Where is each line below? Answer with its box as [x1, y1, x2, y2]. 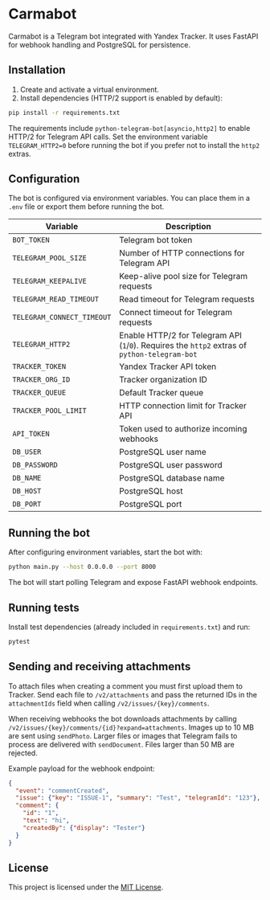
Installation [8, 63, 66, 77]
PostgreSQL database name [119, 472, 225, 484]
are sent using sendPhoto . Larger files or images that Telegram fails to [8, 730, 238, 740]
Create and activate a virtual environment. [19, 84, 159, 94]
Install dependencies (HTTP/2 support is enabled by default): [19, 93, 223, 103]
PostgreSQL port [119, 499, 182, 510]
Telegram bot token [119, 235, 193, 246]
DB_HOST [12, 487, 42, 496]
